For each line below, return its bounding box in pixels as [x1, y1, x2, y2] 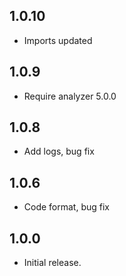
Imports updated [23, 34, 93, 46]
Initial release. [23, 257, 82, 269]
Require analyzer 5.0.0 [23, 90, 117, 102]
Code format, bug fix [23, 201, 111, 213]
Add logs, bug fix [23, 145, 95, 158]
